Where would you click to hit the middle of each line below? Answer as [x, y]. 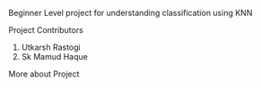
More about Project [44, 74]
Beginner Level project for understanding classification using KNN [130, 13]
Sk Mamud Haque [55, 56]
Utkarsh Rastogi [51, 47]
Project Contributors [46, 30]
